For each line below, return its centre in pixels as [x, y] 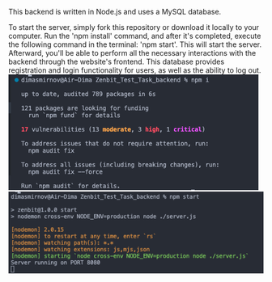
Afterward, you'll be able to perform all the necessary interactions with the [132, 53]
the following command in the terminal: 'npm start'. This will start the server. [135, 44]
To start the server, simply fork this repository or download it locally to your [134, 27]
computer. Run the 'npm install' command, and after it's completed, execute [135, 36]
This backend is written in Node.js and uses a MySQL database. [115, 12]
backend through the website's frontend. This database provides [117, 61]
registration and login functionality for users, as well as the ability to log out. [135, 70]
